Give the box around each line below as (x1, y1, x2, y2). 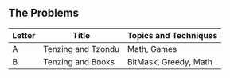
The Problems (8, 6, 80, 20)
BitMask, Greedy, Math (127, 56, 212, 67)
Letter (12, 29, 36, 41)
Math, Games (127, 43, 177, 54)
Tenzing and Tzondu (43, 43, 120, 54)
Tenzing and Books (43, 56, 115, 67)
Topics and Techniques (127, 29, 218, 41)
